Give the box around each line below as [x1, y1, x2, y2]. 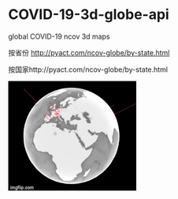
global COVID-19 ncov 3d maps [8, 32, 110, 41]
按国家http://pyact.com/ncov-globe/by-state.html [8, 65, 168, 74]
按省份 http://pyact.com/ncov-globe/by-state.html [8, 47, 170, 57]
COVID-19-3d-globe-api [8, 6, 169, 24]
